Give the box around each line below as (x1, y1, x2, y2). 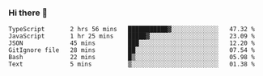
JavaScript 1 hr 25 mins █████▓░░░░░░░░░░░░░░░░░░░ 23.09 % (8, 32, 255, 41)
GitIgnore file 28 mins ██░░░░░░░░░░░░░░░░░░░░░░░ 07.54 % (8, 46, 255, 54)
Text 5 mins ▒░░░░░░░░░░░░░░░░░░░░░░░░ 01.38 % (8, 60, 255, 69)
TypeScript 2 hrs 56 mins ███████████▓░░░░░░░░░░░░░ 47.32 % (8, 26, 255, 34)
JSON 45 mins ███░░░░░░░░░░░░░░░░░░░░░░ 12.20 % (8, 39, 255, 47)
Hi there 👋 (8, 7, 49, 18)
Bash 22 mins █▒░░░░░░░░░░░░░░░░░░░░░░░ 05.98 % (8, 54, 255, 62)
